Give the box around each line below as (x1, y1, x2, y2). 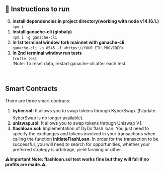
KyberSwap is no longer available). (12, 115, 83, 121)
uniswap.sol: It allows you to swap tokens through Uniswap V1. (12, 120, 143, 126)
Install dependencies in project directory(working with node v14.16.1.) (12, 18, 159, 24)
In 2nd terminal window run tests (12, 50, 82, 56)
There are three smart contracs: (5, 97, 71, 103)
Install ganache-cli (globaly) (12, 28, 72, 35)
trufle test (12, 56, 37, 61)
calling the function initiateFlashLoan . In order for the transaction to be (12, 136, 159, 142)
